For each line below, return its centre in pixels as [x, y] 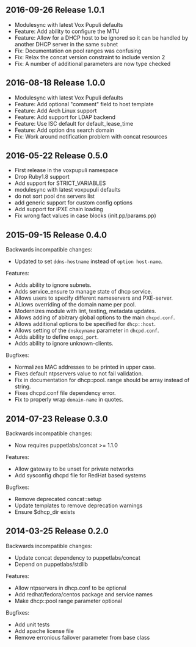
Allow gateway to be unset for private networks [74, 469]
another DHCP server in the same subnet [66, 44]
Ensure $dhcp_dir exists [45, 512]
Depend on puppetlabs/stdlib [51, 564]
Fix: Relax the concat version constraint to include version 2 [90, 57]
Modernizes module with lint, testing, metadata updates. [85, 311]
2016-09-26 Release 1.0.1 [55, 10]
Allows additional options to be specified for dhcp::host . [85, 324]
